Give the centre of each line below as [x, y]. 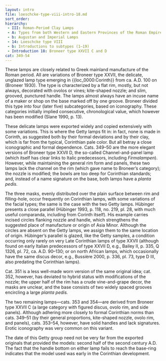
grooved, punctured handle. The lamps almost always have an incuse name [82, 96]
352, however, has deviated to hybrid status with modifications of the [76, 277]
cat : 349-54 [17, 56]
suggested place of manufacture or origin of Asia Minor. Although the [76, 225]
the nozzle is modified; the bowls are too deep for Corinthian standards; [78, 174]
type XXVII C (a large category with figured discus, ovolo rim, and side [77, 307]
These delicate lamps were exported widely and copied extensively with [79, 126]
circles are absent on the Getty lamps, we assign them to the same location [82, 231]
